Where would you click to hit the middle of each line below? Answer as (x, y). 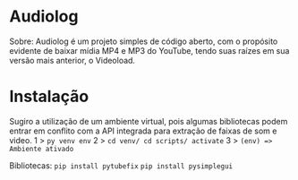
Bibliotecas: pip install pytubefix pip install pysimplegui (121, 165)
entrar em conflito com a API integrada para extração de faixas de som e (143, 131)
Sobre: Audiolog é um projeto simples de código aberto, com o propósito (144, 41)
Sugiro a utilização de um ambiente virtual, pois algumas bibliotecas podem (149, 121)
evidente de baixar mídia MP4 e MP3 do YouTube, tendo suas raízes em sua (149, 50)
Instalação (49, 97)
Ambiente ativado (42, 149)
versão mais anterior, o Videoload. (72, 60)
